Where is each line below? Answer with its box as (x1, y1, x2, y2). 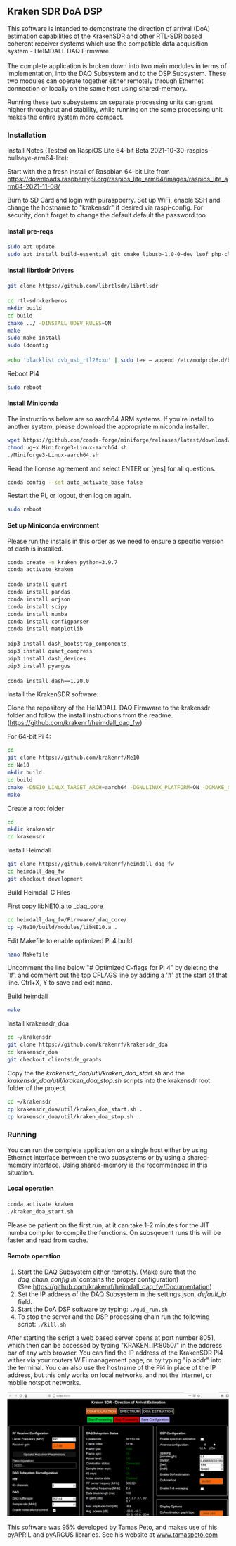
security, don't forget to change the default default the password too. (7, 211, 208, 219)
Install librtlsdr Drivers (7, 266, 74, 274)
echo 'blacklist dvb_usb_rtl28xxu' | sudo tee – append (7, 357, 174, 364)
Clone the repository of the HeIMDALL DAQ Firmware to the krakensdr (7, 703, 211, 713)
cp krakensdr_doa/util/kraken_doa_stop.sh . (7, 1113, 140, 1120)
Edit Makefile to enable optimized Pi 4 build (7, 936, 133, 945)
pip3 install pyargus (7, 663, 71, 670)
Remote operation (7, 1252, 61, 1260)
